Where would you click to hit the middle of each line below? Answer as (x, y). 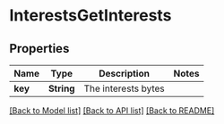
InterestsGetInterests (90, 16)
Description (124, 74)
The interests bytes (125, 88)
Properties (39, 49)
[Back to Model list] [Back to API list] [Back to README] (112, 111)
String (61, 88)
